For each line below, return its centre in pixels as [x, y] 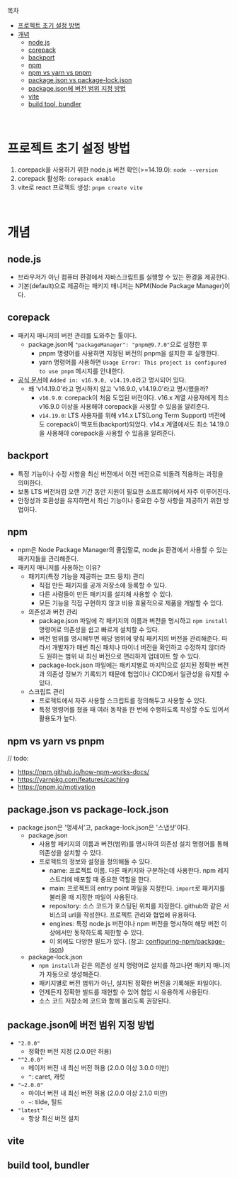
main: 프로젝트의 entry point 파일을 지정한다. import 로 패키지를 [137, 888]
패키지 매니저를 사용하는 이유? [59, 568]
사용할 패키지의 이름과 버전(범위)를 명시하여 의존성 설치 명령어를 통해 [133, 844]
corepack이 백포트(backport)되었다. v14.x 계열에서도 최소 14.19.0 [138, 424]
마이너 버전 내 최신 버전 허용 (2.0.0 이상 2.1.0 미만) [98, 1093]
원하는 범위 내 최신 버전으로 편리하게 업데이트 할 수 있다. [123, 656]
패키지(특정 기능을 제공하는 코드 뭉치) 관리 [86, 576]
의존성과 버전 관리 [53, 612]
